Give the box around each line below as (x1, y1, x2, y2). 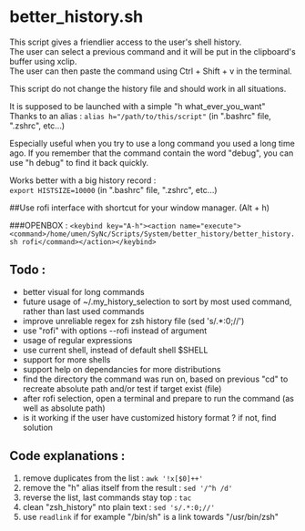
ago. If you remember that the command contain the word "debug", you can (9, 148, 294, 158)
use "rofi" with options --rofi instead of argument (22, 325, 208, 336)
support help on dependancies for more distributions (22, 363, 221, 374)
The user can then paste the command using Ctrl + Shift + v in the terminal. (9, 66, 293, 77)
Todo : (9, 262, 46, 278)
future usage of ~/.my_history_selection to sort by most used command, (22, 296, 292, 307)
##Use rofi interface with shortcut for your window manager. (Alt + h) (9, 202, 270, 213)
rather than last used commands (22, 305, 145, 316)
